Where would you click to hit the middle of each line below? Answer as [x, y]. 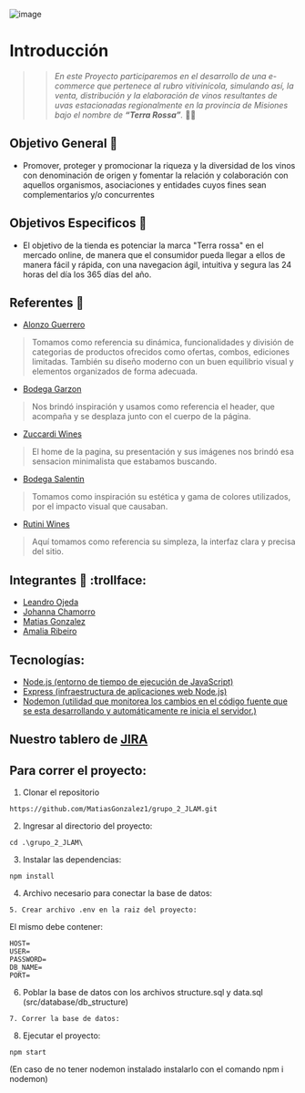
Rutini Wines [46, 524]
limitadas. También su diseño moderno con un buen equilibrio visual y [163, 362]
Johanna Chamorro [59, 612]
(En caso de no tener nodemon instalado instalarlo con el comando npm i [147, 1069]
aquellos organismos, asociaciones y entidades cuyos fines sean [144, 185]
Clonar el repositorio [61, 792]
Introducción [59, 51]
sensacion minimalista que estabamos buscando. [124, 461]
